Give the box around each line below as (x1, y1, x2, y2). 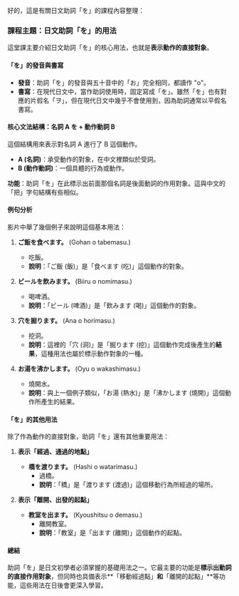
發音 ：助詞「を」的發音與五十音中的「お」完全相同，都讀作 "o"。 (17, 78, 210, 87)
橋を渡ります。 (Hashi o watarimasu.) (28, 463, 138, 471)
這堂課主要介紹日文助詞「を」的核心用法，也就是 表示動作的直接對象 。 (7, 43, 213, 52)
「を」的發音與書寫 (7, 61, 64, 69)
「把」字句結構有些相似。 (7, 187, 83, 196)
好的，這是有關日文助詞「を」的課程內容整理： (7, 6, 144, 14)
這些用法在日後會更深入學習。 (19, 581, 107, 590)
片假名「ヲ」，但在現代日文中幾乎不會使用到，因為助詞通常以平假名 (30, 96, 227, 105)
